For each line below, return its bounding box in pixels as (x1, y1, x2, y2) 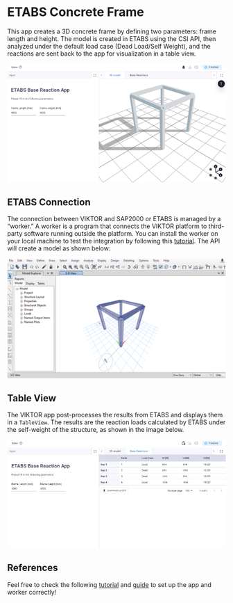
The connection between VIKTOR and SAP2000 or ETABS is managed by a (7, 215, 221, 223)
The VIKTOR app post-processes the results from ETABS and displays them (7, 411, 223, 419)
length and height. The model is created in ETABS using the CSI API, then (7, 34, 216, 42)
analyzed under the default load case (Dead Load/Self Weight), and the (7, 42, 211, 50)
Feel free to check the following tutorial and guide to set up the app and (7, 580, 212, 588)
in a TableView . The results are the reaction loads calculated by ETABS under (7, 418, 226, 426)
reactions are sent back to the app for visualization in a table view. (7, 49, 196, 58)
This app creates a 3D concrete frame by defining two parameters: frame (7, 27, 216, 35)
